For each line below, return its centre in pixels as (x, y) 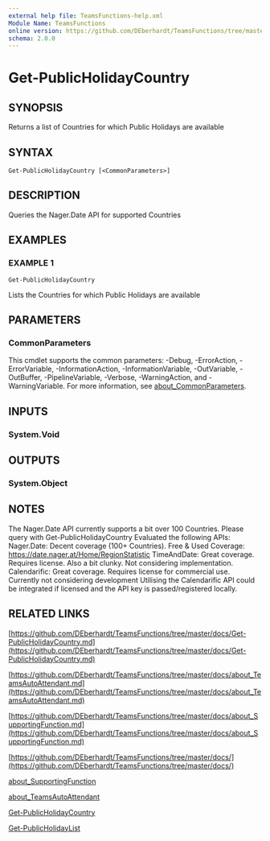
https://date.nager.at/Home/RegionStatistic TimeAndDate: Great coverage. (131, 554)
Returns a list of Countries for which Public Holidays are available (117, 127)
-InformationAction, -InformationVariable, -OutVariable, (147, 369)
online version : (35, 31)
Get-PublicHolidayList (44, 828)
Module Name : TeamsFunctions (57, 23)
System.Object (38, 483)
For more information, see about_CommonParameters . (157, 386)
